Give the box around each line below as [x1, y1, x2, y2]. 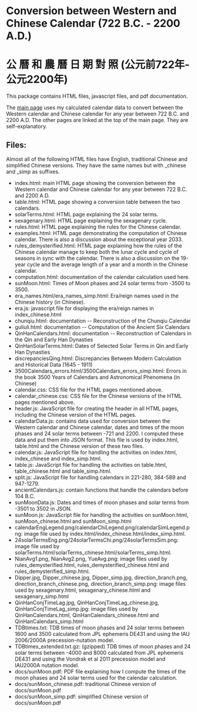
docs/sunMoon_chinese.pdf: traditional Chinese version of [14, 680, 157, 687]
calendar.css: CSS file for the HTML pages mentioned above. [14, 386, 163, 393]
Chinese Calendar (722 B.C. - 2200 [6, 17, 181, 30]
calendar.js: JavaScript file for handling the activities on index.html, [14, 449, 178, 456]
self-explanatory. [6, 123, 48, 130]
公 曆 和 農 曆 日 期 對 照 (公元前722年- [6, 58, 190, 71]
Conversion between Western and [6, 4, 177, 18]
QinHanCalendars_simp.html [14, 618, 84, 625]
